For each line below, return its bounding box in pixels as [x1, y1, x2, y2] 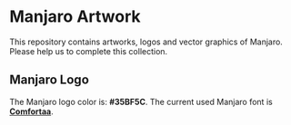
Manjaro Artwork [9, 6, 141, 27]
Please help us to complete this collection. [9, 45, 168, 56]
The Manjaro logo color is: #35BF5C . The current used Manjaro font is [9, 96, 273, 107]
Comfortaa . [9, 106, 55, 117]
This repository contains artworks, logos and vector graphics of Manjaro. [9, 36, 284, 47]
